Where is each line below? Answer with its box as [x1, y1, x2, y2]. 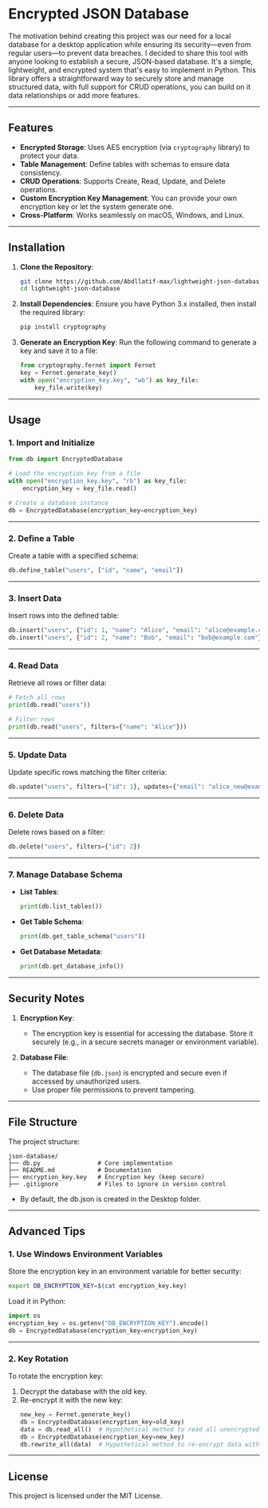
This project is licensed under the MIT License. [8, 1491, 163, 1501]
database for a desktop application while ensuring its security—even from [8, 39, 251, 49]
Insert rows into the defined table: [8, 611, 120, 621]
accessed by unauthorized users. [31, 1076, 142, 1086]
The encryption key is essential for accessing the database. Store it [31, 1028, 254, 1038]
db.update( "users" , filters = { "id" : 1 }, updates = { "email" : [8, 783, 205, 791]
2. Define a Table [8, 532, 75, 543]
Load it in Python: [8, 1297, 66, 1306]
